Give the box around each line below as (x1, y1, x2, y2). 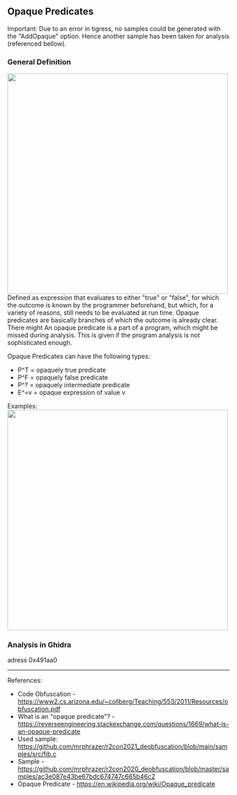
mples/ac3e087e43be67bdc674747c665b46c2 (17, 772, 156, 781)
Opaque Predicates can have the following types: (7, 352, 150, 360)
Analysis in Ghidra (7, 640, 72, 650)
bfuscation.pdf (17, 705, 61, 713)
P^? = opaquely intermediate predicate (17, 381, 130, 389)
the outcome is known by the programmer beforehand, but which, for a (7, 301, 214, 310)
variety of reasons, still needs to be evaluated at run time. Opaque (7, 308, 200, 317)
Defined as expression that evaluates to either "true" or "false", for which (7, 293, 219, 302)
